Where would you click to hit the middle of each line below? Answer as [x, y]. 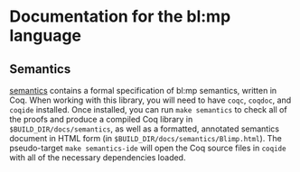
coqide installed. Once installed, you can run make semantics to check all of [148, 109]
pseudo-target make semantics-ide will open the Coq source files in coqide [148, 148]
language [46, 36]
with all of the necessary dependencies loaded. [98, 158]
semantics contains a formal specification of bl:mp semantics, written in [143, 91]
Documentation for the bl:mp [120, 17]
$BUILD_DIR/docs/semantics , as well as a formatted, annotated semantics [145, 129]
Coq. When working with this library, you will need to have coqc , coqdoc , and [150, 100]
